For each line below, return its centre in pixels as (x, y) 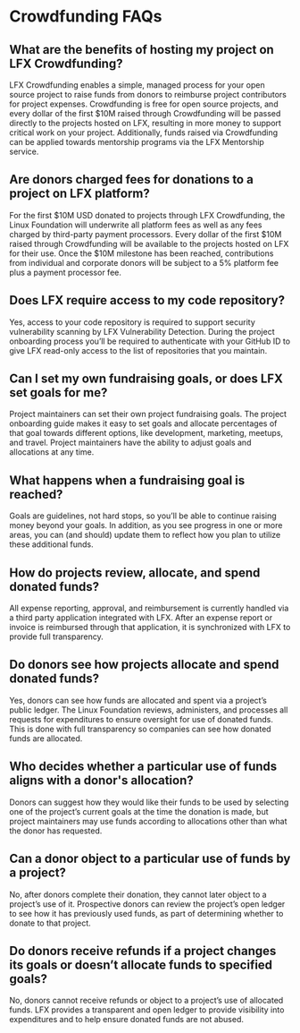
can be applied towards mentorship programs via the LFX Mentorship (137, 142)
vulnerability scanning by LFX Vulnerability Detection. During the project (142, 331)
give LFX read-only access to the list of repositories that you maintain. (138, 350)
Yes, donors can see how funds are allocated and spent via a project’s (138, 700)
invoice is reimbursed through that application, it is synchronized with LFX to (150, 627)
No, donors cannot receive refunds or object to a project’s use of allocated (146, 1001)
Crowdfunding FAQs (86, 17)
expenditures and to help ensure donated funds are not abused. (126, 1020)
